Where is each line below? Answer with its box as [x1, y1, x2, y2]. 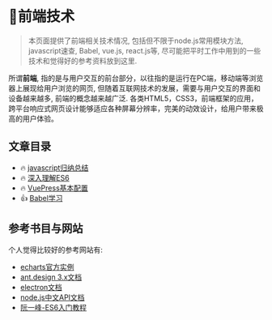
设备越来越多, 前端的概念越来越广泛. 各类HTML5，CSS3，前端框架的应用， [8, 93, 259, 103]
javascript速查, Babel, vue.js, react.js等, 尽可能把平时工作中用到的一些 [28, 45, 261, 55]
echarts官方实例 [19, 262, 74, 271]
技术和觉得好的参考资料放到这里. [28, 56, 138, 66]
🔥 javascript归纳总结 [19, 163, 89, 173]
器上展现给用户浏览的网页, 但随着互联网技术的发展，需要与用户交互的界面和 [8, 83, 261, 93]
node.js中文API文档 [19, 292, 85, 302]
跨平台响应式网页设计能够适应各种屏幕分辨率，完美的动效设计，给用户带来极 [8, 103, 264, 113]
